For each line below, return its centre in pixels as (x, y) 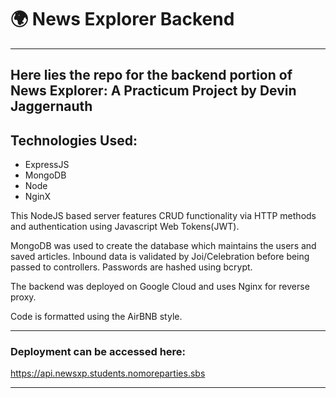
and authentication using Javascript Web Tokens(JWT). (125, 227)
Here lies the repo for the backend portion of (151, 75)
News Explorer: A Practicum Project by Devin (153, 91)
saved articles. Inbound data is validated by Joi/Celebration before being (160, 257)
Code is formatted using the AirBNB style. (96, 317)
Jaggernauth (51, 106)
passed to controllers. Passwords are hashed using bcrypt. (131, 267)
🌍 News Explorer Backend (122, 19)
